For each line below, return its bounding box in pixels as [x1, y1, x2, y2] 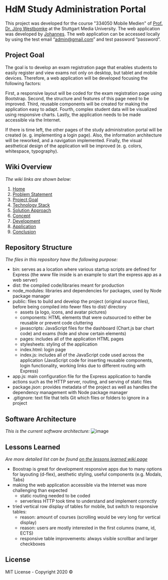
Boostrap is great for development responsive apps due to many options [12, 466, 162, 472]
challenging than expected [12, 487, 68, 493]
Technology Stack [12, 202, 50, 208]
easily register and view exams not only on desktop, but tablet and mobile [5, 70, 157, 76]
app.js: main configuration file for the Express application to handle [12, 373, 151, 379]
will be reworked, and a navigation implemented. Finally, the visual [5, 137, 142, 143]
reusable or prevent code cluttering [20, 320, 93, 326]
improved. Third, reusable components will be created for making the [5, 101, 148, 107]
